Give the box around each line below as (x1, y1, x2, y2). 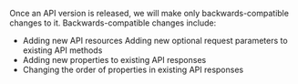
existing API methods (22, 45, 103, 56)
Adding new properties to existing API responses (22, 55, 207, 65)
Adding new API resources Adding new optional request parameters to (22, 36, 289, 46)
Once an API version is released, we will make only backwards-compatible (9, 8, 290, 18)
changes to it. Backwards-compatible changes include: (9, 17, 217, 28)
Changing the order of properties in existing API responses (22, 64, 244, 75)
